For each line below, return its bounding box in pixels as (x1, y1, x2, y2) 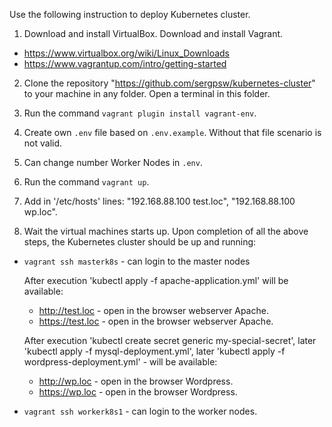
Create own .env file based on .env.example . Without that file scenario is (23, 127, 322, 138)
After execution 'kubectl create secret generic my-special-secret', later (23, 335, 317, 346)
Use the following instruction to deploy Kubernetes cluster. (9, 9, 251, 20)
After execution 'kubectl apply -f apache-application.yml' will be (23, 275, 289, 286)
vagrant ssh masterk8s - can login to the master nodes (23, 255, 251, 267)
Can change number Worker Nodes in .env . (23, 157, 203, 168)
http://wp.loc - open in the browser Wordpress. (38, 375, 234, 387)
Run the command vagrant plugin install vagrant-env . (23, 107, 257, 119)
